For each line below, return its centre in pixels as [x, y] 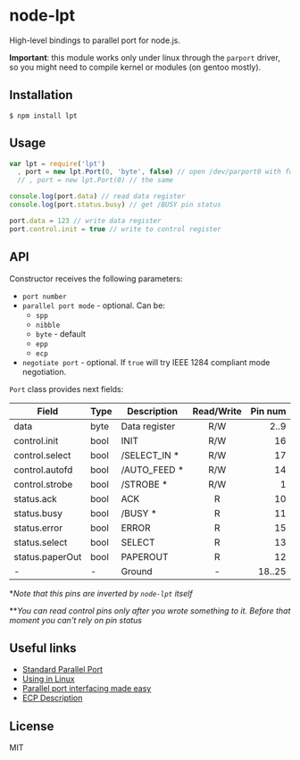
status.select [41, 542]
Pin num [268, 411]
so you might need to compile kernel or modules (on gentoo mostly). [135, 67]
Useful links [43, 648]
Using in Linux [48, 679]
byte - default [61, 334]
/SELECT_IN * [150, 455]
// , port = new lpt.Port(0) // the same [96, 180]
